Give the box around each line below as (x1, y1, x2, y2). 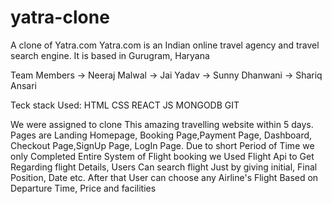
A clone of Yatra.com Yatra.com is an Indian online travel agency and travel (10, 39, 320, 51)
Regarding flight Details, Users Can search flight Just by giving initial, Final (10, 161, 318, 173)
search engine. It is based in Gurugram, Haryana (10, 49, 210, 61)
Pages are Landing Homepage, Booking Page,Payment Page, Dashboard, (10, 129, 313, 141)
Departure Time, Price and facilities (10, 182, 157, 194)
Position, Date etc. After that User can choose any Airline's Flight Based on (10, 171, 319, 183)
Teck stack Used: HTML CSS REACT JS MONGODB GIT (10, 99, 240, 111)
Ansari (10, 79, 37, 91)
